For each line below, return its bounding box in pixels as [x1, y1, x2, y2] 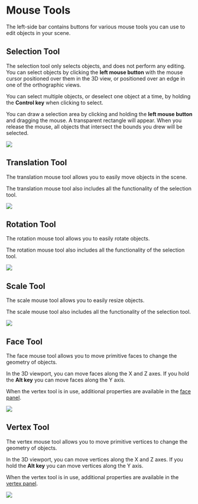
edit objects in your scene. [6, 29, 71, 36]
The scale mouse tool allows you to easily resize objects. [6, 297, 145, 304]
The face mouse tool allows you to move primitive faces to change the [6, 352, 177, 359]
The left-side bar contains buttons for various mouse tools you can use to [6, 23, 185, 30]
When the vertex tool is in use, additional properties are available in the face [6, 388, 191, 394]
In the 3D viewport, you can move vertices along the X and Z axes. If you [6, 455, 183, 463]
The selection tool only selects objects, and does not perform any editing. [6, 62, 186, 69]
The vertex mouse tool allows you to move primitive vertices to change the [6, 438, 188, 445]
